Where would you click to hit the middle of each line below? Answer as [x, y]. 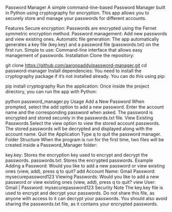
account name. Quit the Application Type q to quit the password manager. [83, 134]
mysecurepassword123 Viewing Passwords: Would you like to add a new [82, 177]
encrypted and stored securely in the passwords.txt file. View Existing [79, 118]
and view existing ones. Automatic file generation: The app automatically [82, 39]
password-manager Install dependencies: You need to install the [73, 71]
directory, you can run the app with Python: [51, 91]
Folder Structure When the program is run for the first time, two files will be [85, 140]
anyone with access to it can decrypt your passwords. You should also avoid [86, 198]
